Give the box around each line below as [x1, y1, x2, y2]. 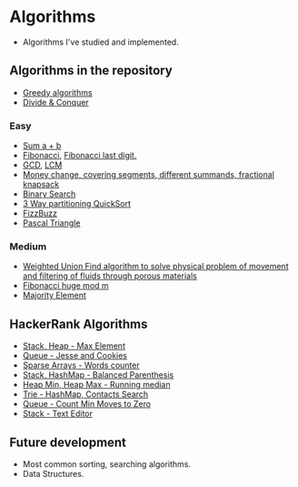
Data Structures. [22, 468, 84, 479]
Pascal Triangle [22, 218, 81, 228]
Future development [9, 434, 127, 450]
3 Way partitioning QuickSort [22, 198, 132, 209]
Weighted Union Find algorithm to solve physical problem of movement [22, 261, 289, 272]
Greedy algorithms [22, 86, 93, 97]
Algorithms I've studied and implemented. [22, 36, 179, 47]
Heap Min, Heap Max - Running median [22, 380, 171, 391]
